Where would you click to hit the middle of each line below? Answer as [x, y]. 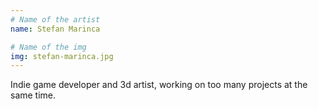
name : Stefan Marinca [55, 29]
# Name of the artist [55, 19]
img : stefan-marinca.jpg [62, 56]
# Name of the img [48, 47]
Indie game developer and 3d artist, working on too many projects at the [159, 85]
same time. [33, 95]
